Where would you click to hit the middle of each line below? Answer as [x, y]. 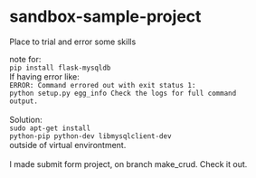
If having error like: [44, 76]
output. [24, 101]
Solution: [26, 119]
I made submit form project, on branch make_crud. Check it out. [128, 164]
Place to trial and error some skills [73, 42]
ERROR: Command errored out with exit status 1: [103, 85]
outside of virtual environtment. [68, 145]
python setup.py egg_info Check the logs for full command [123, 93]
